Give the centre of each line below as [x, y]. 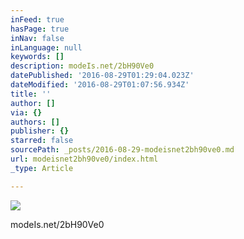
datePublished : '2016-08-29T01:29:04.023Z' [102, 76]
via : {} [26, 112]
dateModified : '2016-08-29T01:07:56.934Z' [100, 85]
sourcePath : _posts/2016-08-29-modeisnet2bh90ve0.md [122, 150]
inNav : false [37, 38]
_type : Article [42, 168]
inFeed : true [37, 19]
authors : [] [35, 122]
